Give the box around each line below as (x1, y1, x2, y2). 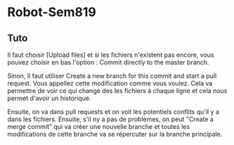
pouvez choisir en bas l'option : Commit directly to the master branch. (7, 58, 209, 67)
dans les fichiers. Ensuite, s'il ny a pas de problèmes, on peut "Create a (7, 115, 214, 123)
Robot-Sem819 (7, 4, 96, 20)
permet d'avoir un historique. (7, 94, 91, 102)
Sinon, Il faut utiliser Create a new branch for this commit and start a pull (7, 71, 217, 80)
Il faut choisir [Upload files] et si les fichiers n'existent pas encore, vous (7, 50, 214, 59)
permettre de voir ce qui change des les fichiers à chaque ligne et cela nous (7, 87, 228, 95)
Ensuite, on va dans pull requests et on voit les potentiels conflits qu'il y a (7, 108, 220, 116)
